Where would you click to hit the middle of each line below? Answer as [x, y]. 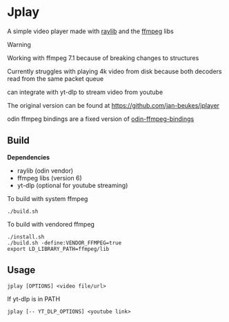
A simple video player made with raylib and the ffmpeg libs [90, 31]
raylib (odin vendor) [45, 171]
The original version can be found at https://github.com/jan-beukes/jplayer [113, 105]
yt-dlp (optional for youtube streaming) [72, 185]
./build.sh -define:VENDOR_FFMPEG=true [64, 243]
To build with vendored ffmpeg [51, 224]
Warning [19, 44]
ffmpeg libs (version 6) [50, 178]
